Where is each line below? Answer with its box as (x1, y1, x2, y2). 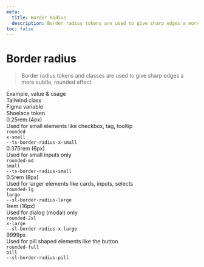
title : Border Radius (12, 15, 67, 21)
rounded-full (6, 244, 39, 251)
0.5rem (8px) (6, 174, 39, 181)
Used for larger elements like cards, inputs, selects (6, 180, 134, 188)
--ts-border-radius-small (6, 168, 72, 175)
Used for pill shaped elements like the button (6, 238, 118, 245)
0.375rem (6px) (6, 145, 46, 152)
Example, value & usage (6, 90, 66, 98)
